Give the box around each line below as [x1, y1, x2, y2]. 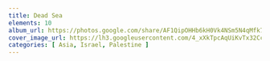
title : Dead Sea [8, 11, 63, 20]
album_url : [8, 26, 45, 34]
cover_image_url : [8, 33, 67, 42]
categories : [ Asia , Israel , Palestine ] [8, 41, 149, 49]
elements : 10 [8, 19, 52, 27]
